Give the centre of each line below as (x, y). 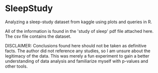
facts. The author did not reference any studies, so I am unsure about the (78, 51)
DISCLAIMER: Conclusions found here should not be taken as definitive (76, 45)
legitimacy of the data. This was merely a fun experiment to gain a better (77, 56)
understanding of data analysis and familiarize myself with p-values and (77, 61)
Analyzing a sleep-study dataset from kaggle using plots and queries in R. (79, 22)
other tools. (16, 66)
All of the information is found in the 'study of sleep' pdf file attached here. (79, 31)
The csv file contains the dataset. (38, 36)
